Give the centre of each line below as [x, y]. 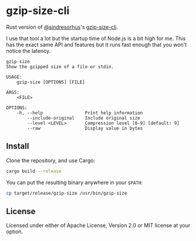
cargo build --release [34, 171]
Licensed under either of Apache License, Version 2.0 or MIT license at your [98, 225]
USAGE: [14, 77]
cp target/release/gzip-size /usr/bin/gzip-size [67, 193]
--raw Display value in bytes [85, 128]
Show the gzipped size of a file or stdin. [60, 67]
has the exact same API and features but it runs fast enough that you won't [97, 45]
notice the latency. [28, 50]
